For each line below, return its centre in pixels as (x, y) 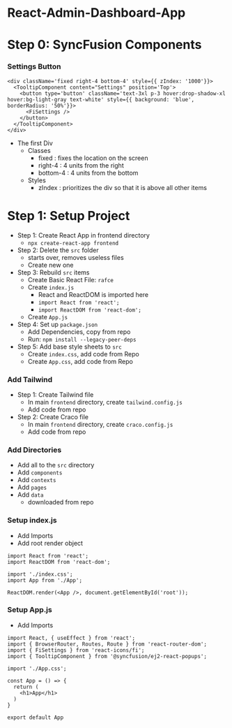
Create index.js (51, 287)
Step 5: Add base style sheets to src (69, 347)
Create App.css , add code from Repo (80, 361)
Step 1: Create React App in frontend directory (83, 235)
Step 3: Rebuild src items (53, 272)
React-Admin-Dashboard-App (96, 13)
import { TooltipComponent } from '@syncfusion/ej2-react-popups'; (107, 656)
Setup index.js (32, 520)
